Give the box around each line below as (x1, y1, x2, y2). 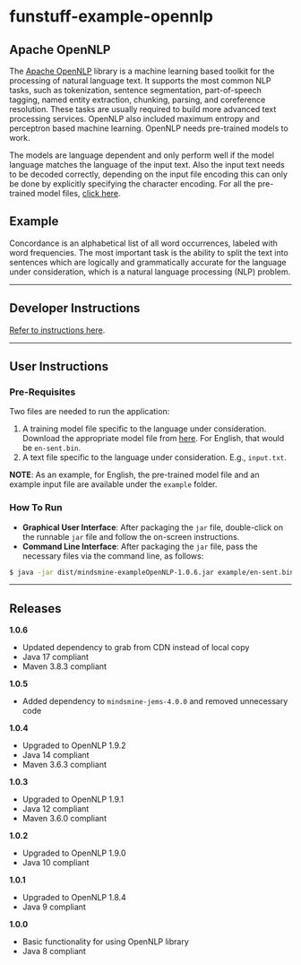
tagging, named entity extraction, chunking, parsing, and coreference (9, 94, 266, 105)
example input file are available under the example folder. (9, 479, 218, 490)
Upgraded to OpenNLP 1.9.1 (21, 794, 125, 804)
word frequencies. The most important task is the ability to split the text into (9, 247, 288, 257)
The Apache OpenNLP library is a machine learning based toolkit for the (9, 65, 275, 76)
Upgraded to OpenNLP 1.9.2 (21, 740, 127, 751)
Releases (9, 601, 62, 616)
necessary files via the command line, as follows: (21, 550, 204, 561)
